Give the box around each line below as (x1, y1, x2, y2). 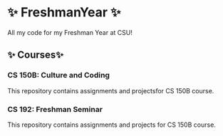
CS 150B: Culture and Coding (7, 70, 110, 80)
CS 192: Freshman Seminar (7, 104, 103, 114)
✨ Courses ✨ (7, 49, 64, 61)
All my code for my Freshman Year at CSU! (7, 28, 133, 36)
